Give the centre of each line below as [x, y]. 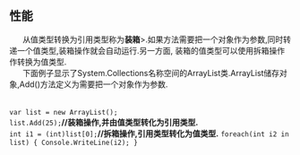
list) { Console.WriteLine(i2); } [74, 142]
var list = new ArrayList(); [64, 112]
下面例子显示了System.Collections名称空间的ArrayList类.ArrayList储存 [151, 73]
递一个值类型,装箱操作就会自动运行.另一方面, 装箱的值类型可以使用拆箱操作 [147, 50]
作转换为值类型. [38, 62]
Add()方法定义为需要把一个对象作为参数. [94, 84]
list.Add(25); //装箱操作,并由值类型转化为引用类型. [104, 122]
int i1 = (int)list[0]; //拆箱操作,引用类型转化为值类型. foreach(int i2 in [149, 133]
